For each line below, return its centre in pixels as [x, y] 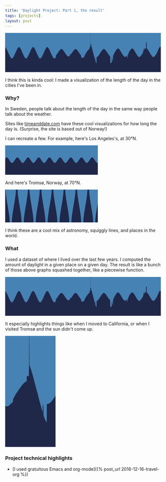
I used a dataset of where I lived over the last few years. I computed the [78, 259]
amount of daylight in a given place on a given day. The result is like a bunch [83, 264]
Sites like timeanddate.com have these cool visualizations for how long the [81, 124]
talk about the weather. [28, 114]
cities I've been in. [24, 85]
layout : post [19, 21]
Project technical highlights [39, 458]
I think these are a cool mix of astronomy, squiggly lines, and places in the [80, 231]
